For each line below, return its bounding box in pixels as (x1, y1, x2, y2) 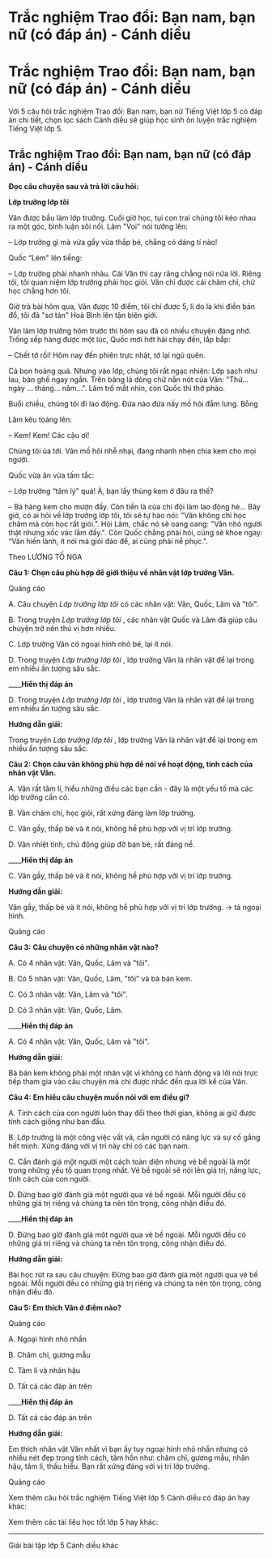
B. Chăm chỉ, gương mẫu (8, 1350, 91, 1359)
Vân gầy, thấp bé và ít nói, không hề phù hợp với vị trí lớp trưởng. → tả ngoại (8, 902, 261, 912)
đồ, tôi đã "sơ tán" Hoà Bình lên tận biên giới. (8, 310, 159, 320)
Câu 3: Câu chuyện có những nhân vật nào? (8, 942, 159, 952)
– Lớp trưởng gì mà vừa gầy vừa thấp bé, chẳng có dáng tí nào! (8, 237, 218, 247)
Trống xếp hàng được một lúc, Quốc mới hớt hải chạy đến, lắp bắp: (8, 334, 231, 344)
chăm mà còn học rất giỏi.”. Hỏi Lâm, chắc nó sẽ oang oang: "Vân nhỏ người (8, 519, 262, 529)
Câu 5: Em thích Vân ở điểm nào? (8, 1303, 121, 1312)
